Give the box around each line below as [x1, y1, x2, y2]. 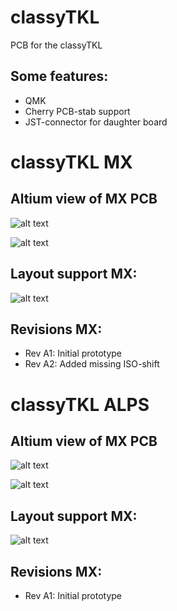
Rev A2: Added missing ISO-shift [24, 358, 160, 370]
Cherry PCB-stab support [24, 105, 131, 117]
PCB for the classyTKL [10, 39, 103, 51]
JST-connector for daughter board [24, 116, 168, 128]
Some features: [10, 68, 109, 85]
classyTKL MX [10, 151, 133, 173]
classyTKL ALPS [10, 393, 150, 416]
